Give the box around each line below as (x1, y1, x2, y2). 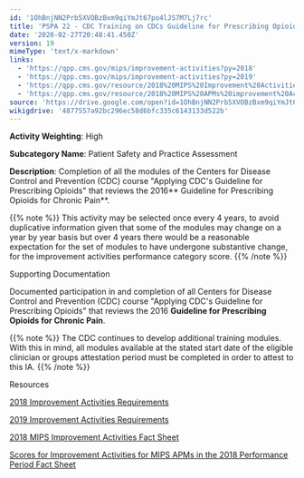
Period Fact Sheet (9, 459, 77, 470)
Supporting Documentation (9, 268, 110, 279)
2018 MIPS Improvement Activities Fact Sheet (9, 432, 179, 443)
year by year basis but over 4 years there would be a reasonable (9, 232, 251, 243)
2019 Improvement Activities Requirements (9, 415, 169, 425)
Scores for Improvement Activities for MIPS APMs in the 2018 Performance (9, 450, 289, 461)
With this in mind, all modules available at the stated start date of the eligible (9, 342, 294, 354)
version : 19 (9, 38, 54, 48)
